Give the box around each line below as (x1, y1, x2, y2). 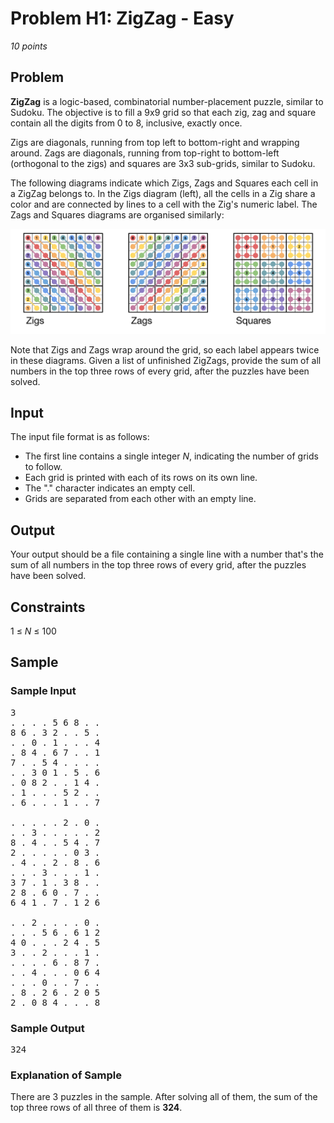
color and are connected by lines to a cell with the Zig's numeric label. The (10, 198, 318, 210)
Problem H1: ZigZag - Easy (10, 7, 235, 30)
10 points (10, 40, 48, 52)
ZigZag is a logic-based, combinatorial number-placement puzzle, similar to (10, 95, 324, 107)
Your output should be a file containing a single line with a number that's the (10, 548, 324, 561)
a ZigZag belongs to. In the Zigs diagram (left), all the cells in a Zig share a (10, 187, 316, 199)
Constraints (10, 598, 86, 616)
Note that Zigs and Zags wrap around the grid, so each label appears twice (10, 343, 320, 356)
